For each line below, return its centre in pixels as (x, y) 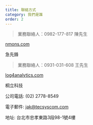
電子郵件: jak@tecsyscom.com (37, 107)
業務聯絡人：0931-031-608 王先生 (53, 65)
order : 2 (14, 19)
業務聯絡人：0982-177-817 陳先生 (53, 34)
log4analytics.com (24, 75)
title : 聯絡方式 (21, 10)
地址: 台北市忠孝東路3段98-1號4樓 (40, 117)
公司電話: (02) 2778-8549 (32, 96)
